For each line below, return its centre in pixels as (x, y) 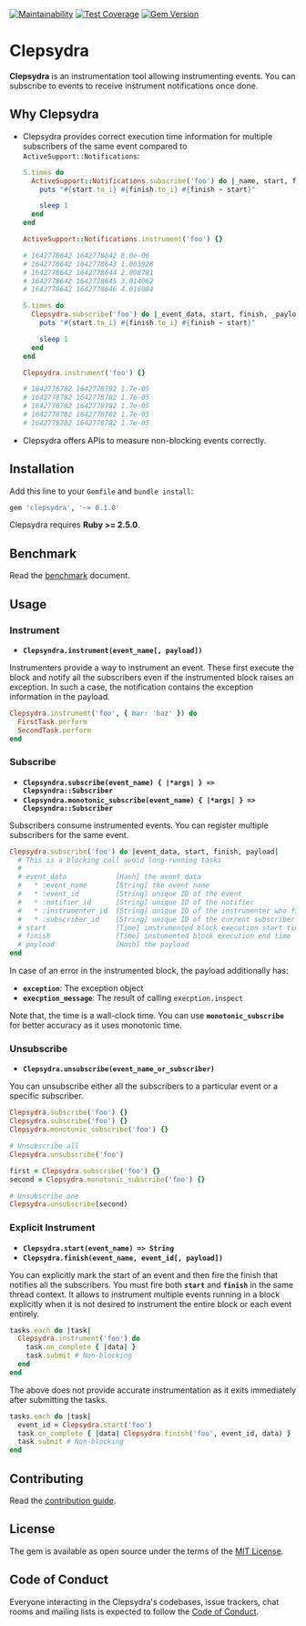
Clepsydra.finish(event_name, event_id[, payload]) (122, 1258)
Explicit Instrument (52, 1228)
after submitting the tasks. (58, 1399)
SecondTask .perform (55, 730)
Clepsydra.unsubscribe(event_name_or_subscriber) (119, 1069)
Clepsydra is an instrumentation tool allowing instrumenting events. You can (153, 76)
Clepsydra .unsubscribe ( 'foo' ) (67, 1154)
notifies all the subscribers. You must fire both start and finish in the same (152, 1284)
